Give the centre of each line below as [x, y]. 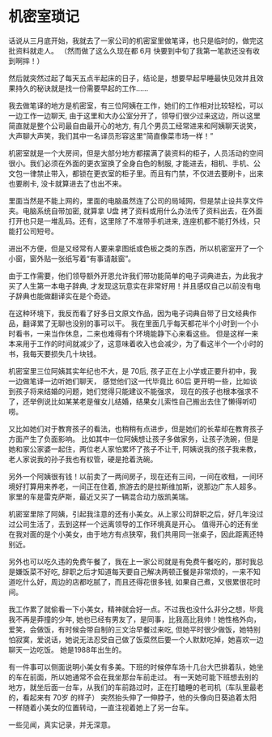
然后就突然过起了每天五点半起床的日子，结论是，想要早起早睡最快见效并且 [132, 78]
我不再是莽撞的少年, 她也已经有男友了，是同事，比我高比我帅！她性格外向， [134, 619]
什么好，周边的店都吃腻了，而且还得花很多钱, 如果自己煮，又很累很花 [138, 581]
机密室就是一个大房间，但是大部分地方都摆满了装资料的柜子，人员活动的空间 [136, 153]
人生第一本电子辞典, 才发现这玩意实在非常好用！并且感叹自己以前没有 [138, 285]
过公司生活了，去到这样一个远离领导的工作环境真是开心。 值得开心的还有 [130, 524]
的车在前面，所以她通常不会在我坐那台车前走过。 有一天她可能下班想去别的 [134, 677]
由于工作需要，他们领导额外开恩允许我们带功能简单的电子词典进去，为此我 [132, 276]
